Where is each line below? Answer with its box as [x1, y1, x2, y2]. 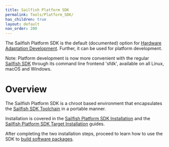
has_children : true [5, 17, 47, 22]
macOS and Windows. [5, 66, 52, 72]
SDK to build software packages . [5, 136, 74, 142]
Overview [5, 84, 47, 95]
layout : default [5, 21, 40, 27]
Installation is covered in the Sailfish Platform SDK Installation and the [5, 116, 151, 122]
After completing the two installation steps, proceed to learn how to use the [5, 131, 163, 137]
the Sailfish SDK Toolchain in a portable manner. [5, 106, 106, 112]
